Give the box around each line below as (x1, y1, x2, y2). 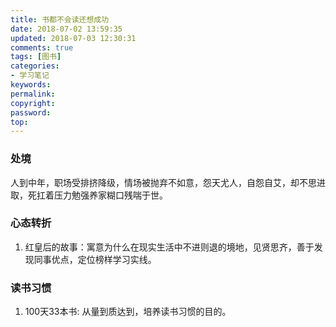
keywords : (10, 80, 52, 90)
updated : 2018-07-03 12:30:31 (10, 33, 137, 43)
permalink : (10, 89, 56, 99)
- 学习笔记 (10, 71, 50, 81)
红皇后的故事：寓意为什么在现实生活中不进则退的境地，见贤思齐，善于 (24, 241, 315, 253)
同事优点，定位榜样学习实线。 (33, 253, 157, 265)
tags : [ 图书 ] (10, 52, 62, 62)
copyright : (10, 98, 56, 108)
